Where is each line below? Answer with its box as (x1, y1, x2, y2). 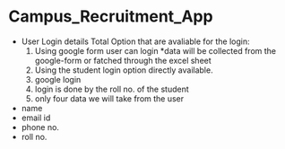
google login (34, 74, 82, 84)
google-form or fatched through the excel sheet (34, 55, 212, 66)
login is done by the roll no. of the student (34, 83, 189, 94)
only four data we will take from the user (34, 92, 185, 104)
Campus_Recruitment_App (8, 6, 213, 27)
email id (21, 112, 51, 123)
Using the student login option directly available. (34, 65, 213, 75)
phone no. (21, 121, 60, 132)
